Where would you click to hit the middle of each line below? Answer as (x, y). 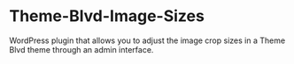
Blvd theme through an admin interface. (81, 49)
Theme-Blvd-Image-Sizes (107, 16)
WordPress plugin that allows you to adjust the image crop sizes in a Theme (147, 40)
